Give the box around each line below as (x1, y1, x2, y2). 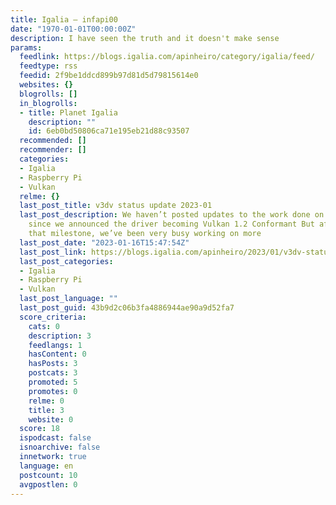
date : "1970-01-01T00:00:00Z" (10, 24, 137, 34)
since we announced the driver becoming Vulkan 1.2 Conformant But (28, 219, 315, 230)
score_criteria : (19, 312, 87, 322)
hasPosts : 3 (28, 359, 78, 369)
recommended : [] (19, 136, 87, 146)
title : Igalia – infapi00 (10, 14, 118, 25)
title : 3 (28, 405, 65, 415)
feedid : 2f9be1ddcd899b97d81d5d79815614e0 (19, 71, 199, 81)
